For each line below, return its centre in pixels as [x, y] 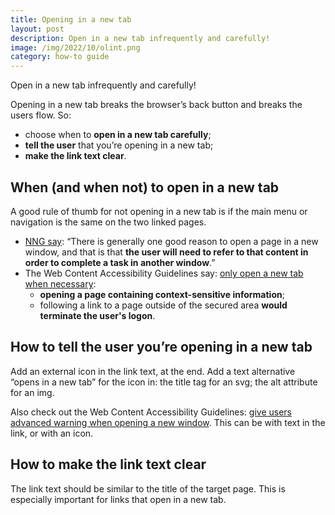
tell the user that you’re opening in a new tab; [119, 145]
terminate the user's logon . [97, 315]
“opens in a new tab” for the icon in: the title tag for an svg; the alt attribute [164, 382]
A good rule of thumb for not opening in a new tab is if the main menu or [159, 211]
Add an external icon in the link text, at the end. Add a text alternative [153, 371]
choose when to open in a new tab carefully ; [118, 135]
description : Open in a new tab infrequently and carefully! [140, 38]
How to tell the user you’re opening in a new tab [161, 347]
